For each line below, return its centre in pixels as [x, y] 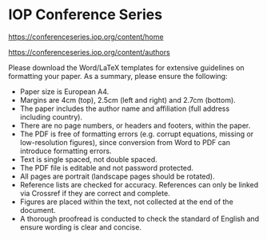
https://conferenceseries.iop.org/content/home [86, 37]
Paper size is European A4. [64, 91]
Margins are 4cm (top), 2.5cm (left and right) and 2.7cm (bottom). [128, 100]
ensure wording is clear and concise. [81, 227]
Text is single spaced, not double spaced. [88, 159]
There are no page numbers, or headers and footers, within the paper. [135, 125]
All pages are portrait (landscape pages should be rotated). [117, 176]
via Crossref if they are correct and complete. [95, 193]
